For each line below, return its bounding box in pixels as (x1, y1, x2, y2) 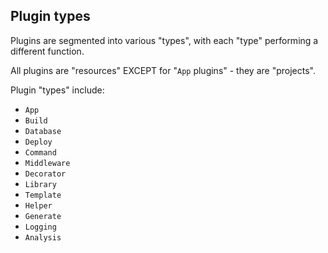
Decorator (24, 169, 67, 179)
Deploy (24, 137, 53, 147)
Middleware (24, 158, 71, 168)
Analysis (24, 232, 62, 243)
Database (24, 126, 62, 136)
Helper (24, 200, 53, 211)
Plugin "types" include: (10, 84, 105, 96)
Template (24, 190, 62, 200)
